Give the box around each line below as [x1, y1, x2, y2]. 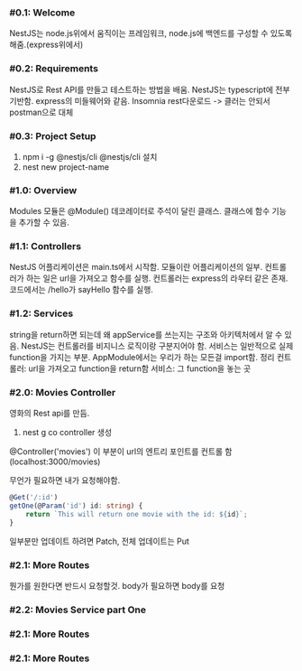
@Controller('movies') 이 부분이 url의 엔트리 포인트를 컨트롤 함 [9, 446, 233, 457]
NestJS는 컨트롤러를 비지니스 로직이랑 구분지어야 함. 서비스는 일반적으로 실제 [21, 340, 294, 351]
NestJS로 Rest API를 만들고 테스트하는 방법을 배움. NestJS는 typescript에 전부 [9, 84, 290, 95]
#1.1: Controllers [9, 240, 82, 253]
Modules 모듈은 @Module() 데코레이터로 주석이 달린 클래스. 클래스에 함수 [9, 206, 270, 217]
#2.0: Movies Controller [9, 386, 116, 398]
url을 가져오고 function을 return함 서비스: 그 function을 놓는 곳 [28, 363, 252, 374]
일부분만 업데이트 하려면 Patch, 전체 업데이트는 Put [9, 536, 189, 546]
